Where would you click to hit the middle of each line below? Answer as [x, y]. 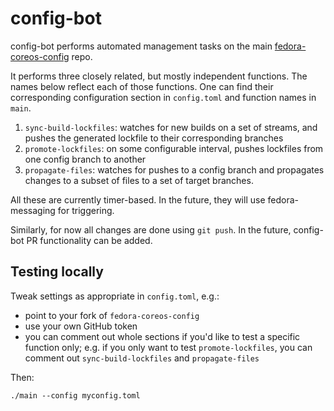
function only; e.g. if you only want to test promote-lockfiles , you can [168, 347]
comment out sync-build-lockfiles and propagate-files [142, 358]
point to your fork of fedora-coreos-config [112, 315]
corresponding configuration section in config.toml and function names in [163, 97]
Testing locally [57, 272]
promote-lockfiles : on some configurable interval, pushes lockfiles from [174, 148]
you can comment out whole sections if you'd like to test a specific [162, 336]
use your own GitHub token [81, 326]
